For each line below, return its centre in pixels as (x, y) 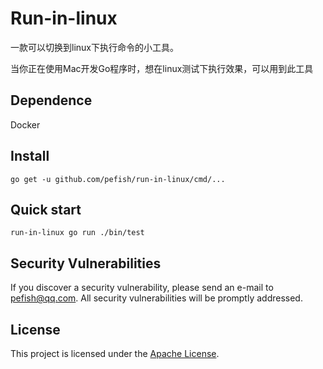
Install (30, 156)
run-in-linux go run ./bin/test (77, 233)
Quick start (46, 209)
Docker (25, 124)
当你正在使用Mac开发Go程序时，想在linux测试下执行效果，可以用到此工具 (162, 68)
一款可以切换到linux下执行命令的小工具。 (94, 47)
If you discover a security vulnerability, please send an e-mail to (142, 288)
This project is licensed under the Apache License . (115, 353)
